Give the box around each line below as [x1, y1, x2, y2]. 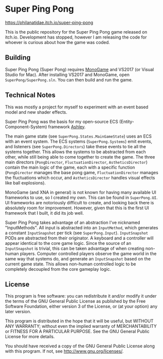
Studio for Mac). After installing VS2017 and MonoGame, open [5, 72, 130, 78]
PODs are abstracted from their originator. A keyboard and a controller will [5, 235, 154, 241]
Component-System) [5, 123, 47, 130]
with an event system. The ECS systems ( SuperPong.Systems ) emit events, [5, 138, 152, 144]
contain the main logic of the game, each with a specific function [5, 164, 135, 170]
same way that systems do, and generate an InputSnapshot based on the [5, 256, 151, 261]
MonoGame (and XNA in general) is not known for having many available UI [5, 189, 157, 195]
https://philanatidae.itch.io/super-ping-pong [5, 20, 93, 25]
